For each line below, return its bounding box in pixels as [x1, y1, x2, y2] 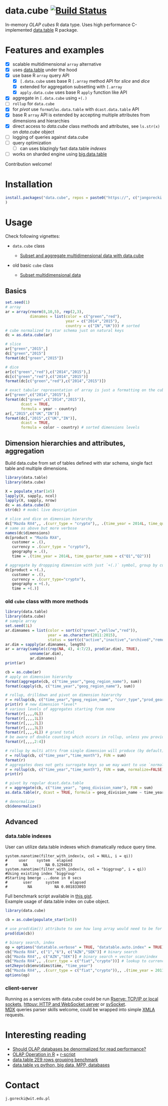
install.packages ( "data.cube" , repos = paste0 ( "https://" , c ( [5, 195, 137, 200]
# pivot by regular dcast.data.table [5, 781, 84, 786]
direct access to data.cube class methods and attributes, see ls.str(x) [12, 123, 160, 129]
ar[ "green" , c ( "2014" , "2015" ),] [5, 393, 70, 398]
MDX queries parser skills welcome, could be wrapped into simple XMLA [5, 1007, 155, 1013]
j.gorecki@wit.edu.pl [5, 1096, 50, 1101]
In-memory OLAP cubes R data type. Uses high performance [5, 22, 131, 28]
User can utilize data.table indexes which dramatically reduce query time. [5, 844, 156, 850]
